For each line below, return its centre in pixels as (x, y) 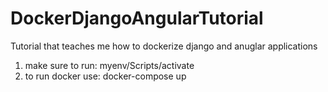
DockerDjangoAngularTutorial (137, 18)
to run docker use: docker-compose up (105, 76)
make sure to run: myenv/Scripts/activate (109, 65)
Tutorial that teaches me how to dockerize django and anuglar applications (164, 46)
